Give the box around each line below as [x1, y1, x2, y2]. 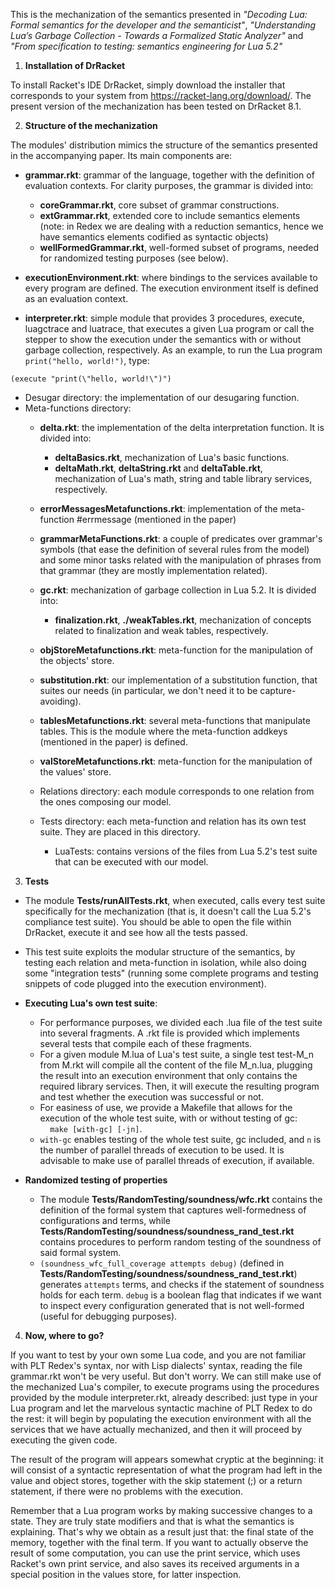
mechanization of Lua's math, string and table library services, [54, 473, 313, 484]
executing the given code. [10, 1434, 118, 1446]
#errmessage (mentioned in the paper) [76, 514, 237, 525]
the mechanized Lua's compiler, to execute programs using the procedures [10, 1381, 320, 1393]
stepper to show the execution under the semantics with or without [24, 334, 302, 345]
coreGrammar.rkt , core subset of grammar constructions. [39, 199, 280, 211]
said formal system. [39, 1247, 122, 1258]
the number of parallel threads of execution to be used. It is [39, 1144, 285, 1156]
